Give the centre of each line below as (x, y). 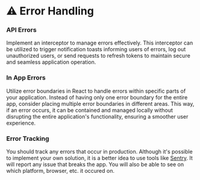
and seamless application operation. (51, 62)
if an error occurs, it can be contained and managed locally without (90, 110)
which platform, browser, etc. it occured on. (60, 171)
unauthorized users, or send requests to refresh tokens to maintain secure (98, 56)
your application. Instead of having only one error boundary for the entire (97, 97)
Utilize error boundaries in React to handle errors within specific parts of (96, 91)
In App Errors (26, 78)
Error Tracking (28, 138)
